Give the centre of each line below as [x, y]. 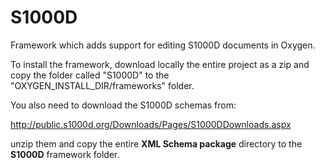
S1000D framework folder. [65, 154]
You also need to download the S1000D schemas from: [123, 105]
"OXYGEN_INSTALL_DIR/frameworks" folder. [102, 85]
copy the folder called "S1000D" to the [90, 75]
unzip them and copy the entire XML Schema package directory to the [156, 143]
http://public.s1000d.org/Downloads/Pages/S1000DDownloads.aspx [151, 124]
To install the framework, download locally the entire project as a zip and [160, 64]
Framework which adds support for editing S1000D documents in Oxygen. [163, 45]
